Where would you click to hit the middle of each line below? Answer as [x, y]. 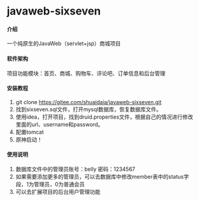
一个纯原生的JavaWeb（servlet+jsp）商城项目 [64, 44]
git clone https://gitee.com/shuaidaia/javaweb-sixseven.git [88, 102]
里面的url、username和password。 [59, 124]
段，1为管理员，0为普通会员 [50, 184]
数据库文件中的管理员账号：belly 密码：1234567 [75, 169]
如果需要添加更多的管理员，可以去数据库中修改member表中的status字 [102, 176]
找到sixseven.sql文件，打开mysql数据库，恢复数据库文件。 [89, 109]
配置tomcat [30, 132]
